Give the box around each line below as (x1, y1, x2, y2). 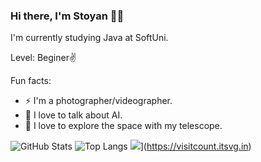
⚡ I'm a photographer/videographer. (24, 95, 173, 107)
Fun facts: (10, 75, 52, 87)
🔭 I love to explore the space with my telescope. (24, 120, 223, 132)
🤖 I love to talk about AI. (24, 109, 123, 121)
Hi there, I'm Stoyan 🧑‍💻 (10, 9, 125, 23)
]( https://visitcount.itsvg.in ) (139, 140, 252, 153)
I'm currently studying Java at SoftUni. (10, 32, 169, 44)
